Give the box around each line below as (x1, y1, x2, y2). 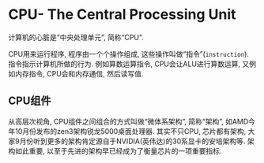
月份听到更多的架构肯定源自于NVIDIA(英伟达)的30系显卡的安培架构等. (19, 136, 246, 146)
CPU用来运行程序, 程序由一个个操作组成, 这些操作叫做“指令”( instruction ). (8, 49, 249, 58)
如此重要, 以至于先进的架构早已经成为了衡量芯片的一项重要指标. (14, 146, 223, 155)
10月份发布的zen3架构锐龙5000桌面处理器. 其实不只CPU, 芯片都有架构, (14, 126, 247, 135)
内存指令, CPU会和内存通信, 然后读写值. (14, 69, 144, 78)
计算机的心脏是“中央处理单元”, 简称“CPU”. (8, 32, 144, 42)
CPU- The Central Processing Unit (8, 6, 236, 24)
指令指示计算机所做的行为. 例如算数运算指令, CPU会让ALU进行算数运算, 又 (8, 59, 250, 69)
